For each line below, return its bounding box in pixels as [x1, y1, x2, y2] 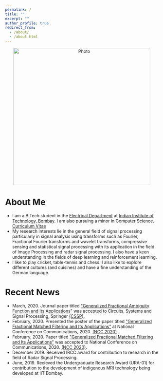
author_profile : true [5, 20, 49, 26]
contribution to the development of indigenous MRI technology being [12, 365, 151, 371]
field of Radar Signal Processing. [12, 354, 78, 361]
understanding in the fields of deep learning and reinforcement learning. [12, 254, 157, 260]
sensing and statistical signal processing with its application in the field [12, 244, 155, 249]
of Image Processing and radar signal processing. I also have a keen [12, 249, 149, 255]
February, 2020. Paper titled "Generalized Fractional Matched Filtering [12, 334, 153, 340]
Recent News [5, 287, 60, 298]
